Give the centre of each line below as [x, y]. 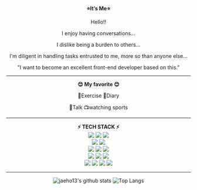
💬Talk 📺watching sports [98, 107]
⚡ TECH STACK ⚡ [98, 127]
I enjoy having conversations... [98, 33]
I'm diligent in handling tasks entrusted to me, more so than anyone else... [98, 56]
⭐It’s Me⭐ [98, 8]
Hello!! [98, 22]
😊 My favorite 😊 [98, 84]
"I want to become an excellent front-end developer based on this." [98, 67]
